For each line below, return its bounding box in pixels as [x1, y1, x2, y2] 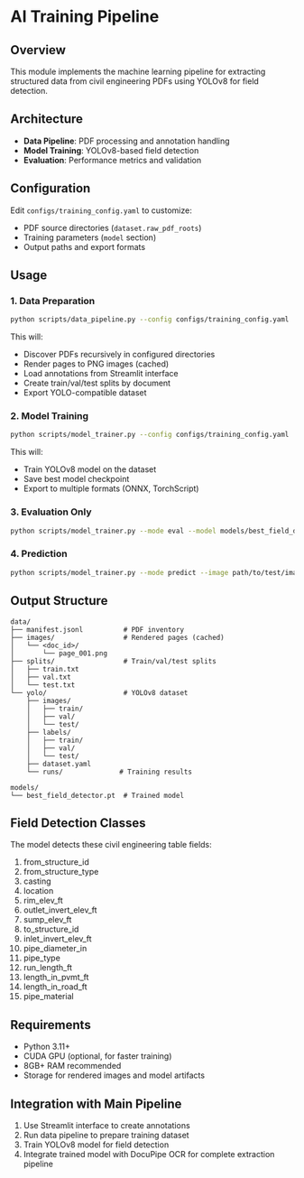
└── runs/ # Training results [26, 767, 193, 776]
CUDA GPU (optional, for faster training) [23, 1051, 172, 1062]
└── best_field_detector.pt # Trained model [10, 791, 184, 800]
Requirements [10, 1017, 91, 1033]
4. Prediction [10, 548, 68, 561]
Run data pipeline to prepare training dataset [23, 1129, 189, 1140]
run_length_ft [23, 962, 73, 973]
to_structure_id [23, 923, 79, 935]
